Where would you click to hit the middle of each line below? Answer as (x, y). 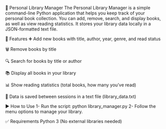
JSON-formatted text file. (31, 29)
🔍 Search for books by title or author (44, 61)
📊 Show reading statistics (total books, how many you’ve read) (71, 85)
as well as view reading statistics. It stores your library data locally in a (78, 24)
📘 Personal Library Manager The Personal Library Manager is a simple (78, 8)
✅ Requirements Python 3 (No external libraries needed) (64, 121)
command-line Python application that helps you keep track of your (75, 13)
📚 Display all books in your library (41, 73)
